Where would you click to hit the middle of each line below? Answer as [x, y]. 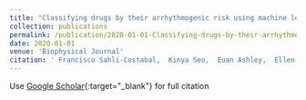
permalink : [30, 35]
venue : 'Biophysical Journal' [67, 52]
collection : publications [58, 26]
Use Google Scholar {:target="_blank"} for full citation [109, 86]
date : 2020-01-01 [42, 43]
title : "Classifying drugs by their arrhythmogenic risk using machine [148, 18]
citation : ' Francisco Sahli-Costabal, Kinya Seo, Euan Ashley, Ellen [153, 60]
